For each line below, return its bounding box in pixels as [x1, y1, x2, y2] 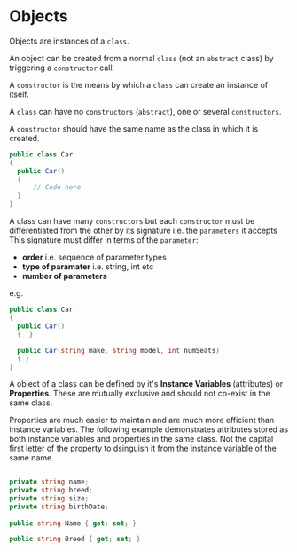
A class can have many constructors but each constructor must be [9, 216, 255, 227]
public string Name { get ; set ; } [9, 518, 137, 528]
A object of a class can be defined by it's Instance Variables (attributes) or [9, 379, 284, 389]
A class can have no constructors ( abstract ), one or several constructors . [9, 106, 282, 116]
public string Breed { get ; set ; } [9, 535, 141, 544]
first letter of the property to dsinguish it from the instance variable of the [9, 443, 277, 454]
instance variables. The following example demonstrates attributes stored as [9, 424, 289, 435]
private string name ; [9, 477, 90, 486]
